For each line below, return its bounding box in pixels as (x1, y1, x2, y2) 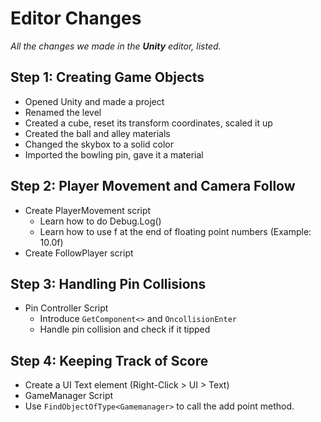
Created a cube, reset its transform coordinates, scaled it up (24, 117, 273, 129)
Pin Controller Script (24, 302, 109, 314)
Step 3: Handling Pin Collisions (10, 275, 207, 292)
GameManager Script (24, 390, 114, 402)
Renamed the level (24, 106, 102, 118)
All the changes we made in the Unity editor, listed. (10, 40, 222, 52)
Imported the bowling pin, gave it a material (24, 148, 204, 161)
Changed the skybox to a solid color (24, 138, 174, 150)
